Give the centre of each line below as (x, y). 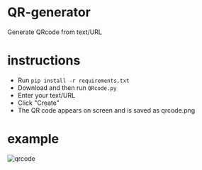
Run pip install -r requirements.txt (73, 80)
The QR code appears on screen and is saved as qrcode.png (106, 110)
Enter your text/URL (46, 95)
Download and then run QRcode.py (67, 87)
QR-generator (49, 12)
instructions (44, 61)
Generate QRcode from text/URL (55, 32)
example (33, 139)
